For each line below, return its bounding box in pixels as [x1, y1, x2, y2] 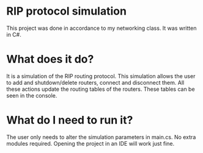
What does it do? [6, 52, 94, 66]
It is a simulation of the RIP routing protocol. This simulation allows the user [6, 72, 196, 80]
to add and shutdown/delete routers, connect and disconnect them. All [6, 79, 185, 86]
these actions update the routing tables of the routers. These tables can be [6, 85, 195, 93]
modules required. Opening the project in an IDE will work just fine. [6, 140, 175, 147]
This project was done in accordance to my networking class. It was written [6, 24, 197, 32]
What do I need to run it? [6, 113, 133, 127]
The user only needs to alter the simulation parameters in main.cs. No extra [6, 133, 196, 141]
